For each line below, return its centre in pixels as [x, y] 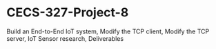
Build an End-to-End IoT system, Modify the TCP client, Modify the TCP [108, 31]
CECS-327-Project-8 [68, 13]
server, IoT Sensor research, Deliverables [65, 38]
